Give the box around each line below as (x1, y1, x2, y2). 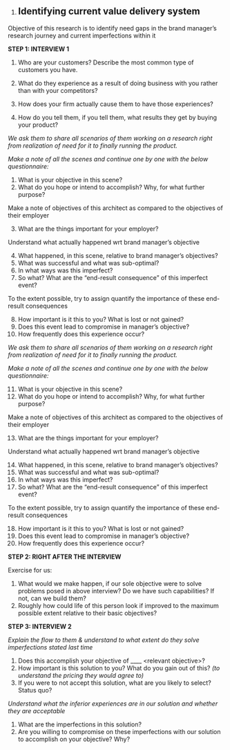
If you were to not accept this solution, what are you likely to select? (17, 679, 211, 687)
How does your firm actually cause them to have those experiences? (17, 100, 213, 108)
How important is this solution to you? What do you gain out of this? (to (17, 663, 220, 672)
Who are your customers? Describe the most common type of (17, 58, 194, 67)
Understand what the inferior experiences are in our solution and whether (8, 699, 218, 708)
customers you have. (17, 65, 78, 73)
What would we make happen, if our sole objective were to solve (17, 579, 202, 588)
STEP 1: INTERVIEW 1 (8, 44, 70, 53)
